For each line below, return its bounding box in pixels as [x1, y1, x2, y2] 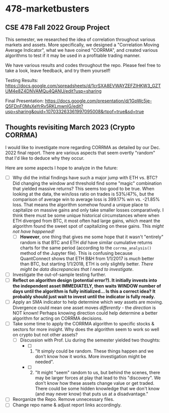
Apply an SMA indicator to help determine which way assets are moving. [12, 299, 163, 305]
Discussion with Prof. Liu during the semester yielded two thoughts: [20, 337, 160, 343]
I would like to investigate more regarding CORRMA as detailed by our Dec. [5, 144, 160, 150]
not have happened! [12, 228, 55, 234]
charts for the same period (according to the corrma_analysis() [20, 245, 152, 251]
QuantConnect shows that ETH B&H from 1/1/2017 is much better [20, 255, 154, 261]
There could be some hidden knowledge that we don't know [35, 386, 160, 392]
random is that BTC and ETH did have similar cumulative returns [20, 239, 152, 245]
